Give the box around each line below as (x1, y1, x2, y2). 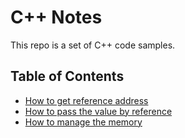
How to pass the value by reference (24, 105, 173, 117)
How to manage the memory (24, 116, 143, 128)
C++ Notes (10, 6, 103, 29)
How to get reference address (24, 94, 149, 106)
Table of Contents (10, 68, 125, 85)
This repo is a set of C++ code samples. (10, 39, 176, 51)
